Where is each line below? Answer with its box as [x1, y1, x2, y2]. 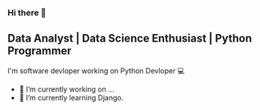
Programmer [7, 44, 72, 58]
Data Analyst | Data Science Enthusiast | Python [7, 32, 253, 45]
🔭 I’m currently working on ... [18, 84, 114, 94]
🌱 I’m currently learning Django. [18, 92, 124, 102]
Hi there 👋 [7, 7, 47, 18]
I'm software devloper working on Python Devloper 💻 [7, 65, 186, 75]
